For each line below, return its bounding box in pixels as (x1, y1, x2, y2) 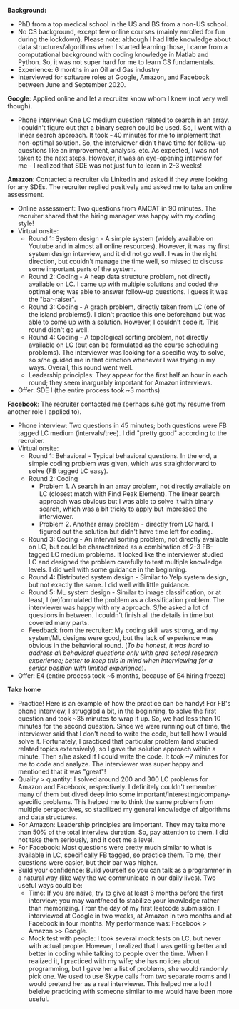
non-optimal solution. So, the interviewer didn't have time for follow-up (17, 138, 227, 147)
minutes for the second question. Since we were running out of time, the (17, 722, 230, 730)
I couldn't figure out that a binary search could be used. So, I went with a (17, 123, 232, 131)
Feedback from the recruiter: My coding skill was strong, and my (28, 626, 219, 634)
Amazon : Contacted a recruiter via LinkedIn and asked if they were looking (7, 175, 228, 183)
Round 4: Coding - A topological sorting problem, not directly (28, 333, 208, 341)
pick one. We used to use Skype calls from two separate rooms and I (28, 972, 231, 980)
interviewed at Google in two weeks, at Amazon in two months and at (28, 911, 232, 920)
